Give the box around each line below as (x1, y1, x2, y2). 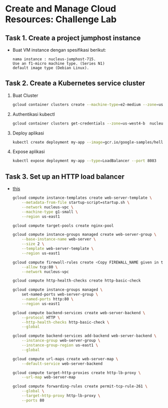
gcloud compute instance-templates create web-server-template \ (12, 195, 152, 201)
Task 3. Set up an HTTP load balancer (5, 172, 124, 181)
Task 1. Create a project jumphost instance (5, 34, 141, 42)
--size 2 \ (22, 241, 45, 246)
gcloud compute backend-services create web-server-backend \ (12, 310, 145, 315)
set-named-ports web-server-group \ (22, 292, 98, 297)
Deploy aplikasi (12, 130, 44, 136)
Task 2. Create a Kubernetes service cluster (5, 79, 145, 88)
